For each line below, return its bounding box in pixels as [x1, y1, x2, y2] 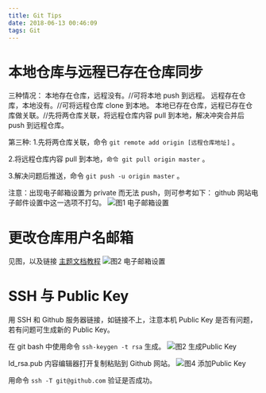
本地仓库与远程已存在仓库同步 [8, 63, 204, 81]
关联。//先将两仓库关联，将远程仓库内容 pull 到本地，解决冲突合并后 [21, 110, 245, 120]
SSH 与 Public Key [8, 287, 129, 306]
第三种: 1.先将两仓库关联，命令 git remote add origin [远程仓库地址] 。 [8, 137, 240, 147]
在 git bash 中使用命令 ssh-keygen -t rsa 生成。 [8, 342, 166, 352]
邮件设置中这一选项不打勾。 [14, 198, 106, 207]
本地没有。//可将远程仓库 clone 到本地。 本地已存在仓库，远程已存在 [21, 101, 246, 110]
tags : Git [8, 26, 41, 34]
